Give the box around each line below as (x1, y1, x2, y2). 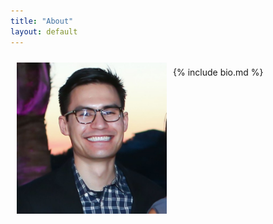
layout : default (10, 26, 78, 37)
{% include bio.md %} (173, 66, 264, 78)
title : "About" (10, 16, 74, 26)
